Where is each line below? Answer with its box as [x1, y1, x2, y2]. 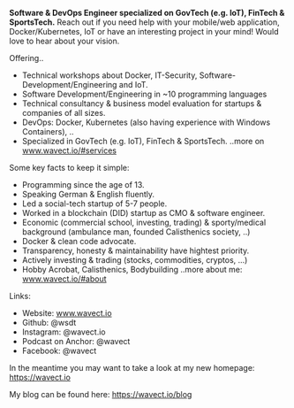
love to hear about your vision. [9, 35, 120, 46]
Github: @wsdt [21, 318, 77, 327]
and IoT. [118, 80, 148, 89]
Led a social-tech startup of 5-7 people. [21, 198, 168, 209]
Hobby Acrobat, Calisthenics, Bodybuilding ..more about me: [21, 265, 243, 274]
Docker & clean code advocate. [21, 236, 137, 246]
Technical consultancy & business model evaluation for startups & [21, 98, 262, 109]
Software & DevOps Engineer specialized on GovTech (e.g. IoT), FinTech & [9, 8, 285, 18]
